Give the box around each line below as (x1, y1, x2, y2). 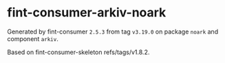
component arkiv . (7, 34, 58, 42)
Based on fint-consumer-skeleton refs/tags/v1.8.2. (7, 48, 150, 56)
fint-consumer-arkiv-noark (7, 5, 167, 21)
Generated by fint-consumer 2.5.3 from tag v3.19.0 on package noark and (7, 27, 219, 36)
